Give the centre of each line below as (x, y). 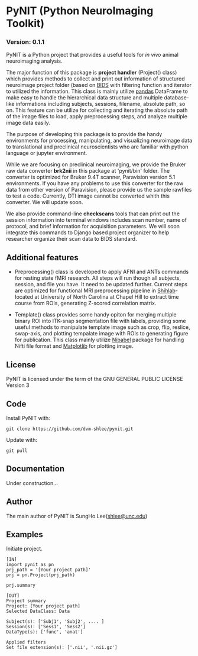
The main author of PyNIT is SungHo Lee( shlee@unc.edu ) (77, 516)
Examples (25, 534)
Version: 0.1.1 (25, 42)
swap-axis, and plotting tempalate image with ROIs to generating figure (101, 334)
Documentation (35, 469)
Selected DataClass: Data (38, 611)
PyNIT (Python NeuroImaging (80, 11)
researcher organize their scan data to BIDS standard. (72, 239)
